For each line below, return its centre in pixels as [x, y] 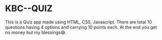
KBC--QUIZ [29, 9]
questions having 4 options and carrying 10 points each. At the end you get [81, 27]
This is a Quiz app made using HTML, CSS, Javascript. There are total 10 [79, 22]
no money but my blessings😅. [36, 32]
